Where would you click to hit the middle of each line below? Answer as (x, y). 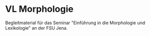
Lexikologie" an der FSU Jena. (36, 28)
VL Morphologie (39, 9)
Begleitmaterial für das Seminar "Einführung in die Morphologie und (75, 23)
